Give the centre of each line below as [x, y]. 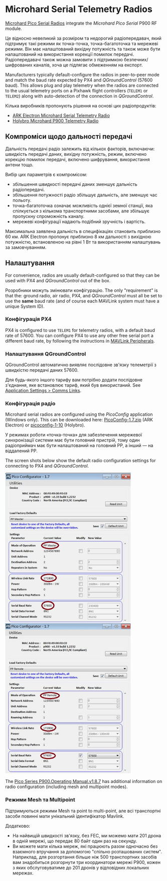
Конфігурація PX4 [28, 319]
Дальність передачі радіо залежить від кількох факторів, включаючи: [80, 149]
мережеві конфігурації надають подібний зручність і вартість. [79, 222]
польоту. [22, 200]
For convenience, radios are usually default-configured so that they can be [82, 275]
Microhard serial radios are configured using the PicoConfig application [79, 414]
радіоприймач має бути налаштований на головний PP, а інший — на [79, 446]
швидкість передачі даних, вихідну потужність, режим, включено [76, 154]
